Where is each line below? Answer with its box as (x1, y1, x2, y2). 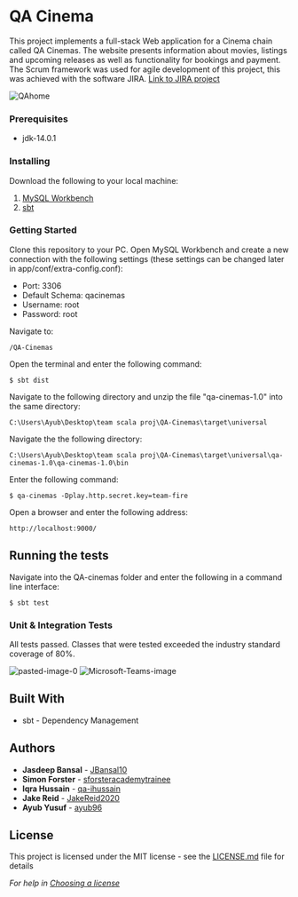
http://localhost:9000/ (9, 524, 98, 533)
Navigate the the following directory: (9, 433, 143, 444)
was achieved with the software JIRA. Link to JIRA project (9, 73, 220, 83)
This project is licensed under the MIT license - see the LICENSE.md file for (9, 851, 286, 862)
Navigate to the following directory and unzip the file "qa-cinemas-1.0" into (9, 391, 284, 401)
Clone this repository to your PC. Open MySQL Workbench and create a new (9, 244, 289, 255)
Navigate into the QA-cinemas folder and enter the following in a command (9, 571, 283, 583)
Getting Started (9, 224, 77, 236)
